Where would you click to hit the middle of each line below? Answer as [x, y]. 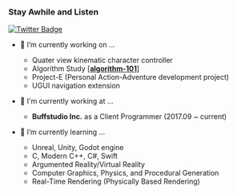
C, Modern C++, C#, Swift [75, 156]
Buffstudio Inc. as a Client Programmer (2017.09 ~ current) [129, 117]
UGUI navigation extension [76, 85]
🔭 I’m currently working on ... [67, 45]
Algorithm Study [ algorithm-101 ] [86, 69]
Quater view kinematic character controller [102, 60]
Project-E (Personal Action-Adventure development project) [131, 77]
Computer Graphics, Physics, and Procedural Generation [125, 173]
